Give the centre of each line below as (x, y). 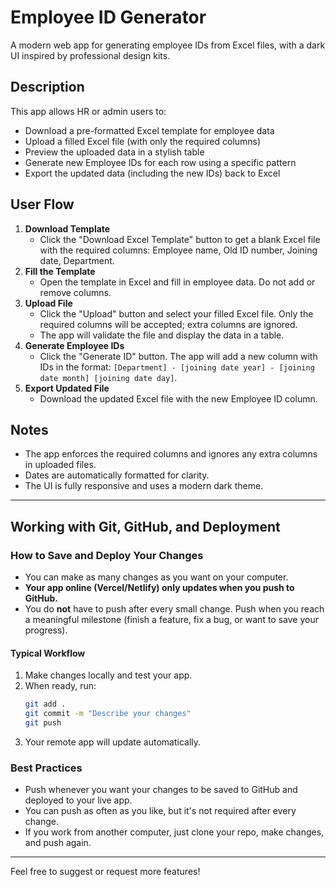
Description (47, 87)
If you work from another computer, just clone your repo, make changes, (174, 832)
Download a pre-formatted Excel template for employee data (149, 130)
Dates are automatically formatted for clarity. (117, 475)
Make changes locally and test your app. (108, 675)
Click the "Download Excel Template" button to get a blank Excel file (180, 239)
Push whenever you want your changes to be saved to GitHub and (161, 790)
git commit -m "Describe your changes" (108, 714)
